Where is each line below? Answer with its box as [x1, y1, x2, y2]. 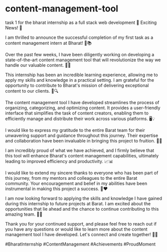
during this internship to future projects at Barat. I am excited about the [5, 200, 151, 207]
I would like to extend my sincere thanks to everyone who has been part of [5, 170, 159, 176]
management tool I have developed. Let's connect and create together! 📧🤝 [5, 231, 158, 237]
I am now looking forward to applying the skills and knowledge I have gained [5, 195, 163, 201]
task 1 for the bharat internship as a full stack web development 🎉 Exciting [5, 19, 157, 25]
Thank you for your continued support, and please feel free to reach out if [5, 221, 157, 227]
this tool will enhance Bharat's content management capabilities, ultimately [5, 152, 159, 158]
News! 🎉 [5, 24, 22, 30]
